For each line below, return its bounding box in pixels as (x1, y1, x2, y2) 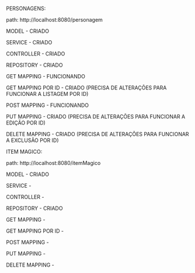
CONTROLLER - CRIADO (6, 50, 65, 57)
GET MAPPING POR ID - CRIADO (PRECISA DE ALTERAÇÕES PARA (6, 84, 167, 91)
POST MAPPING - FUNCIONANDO (6, 102, 89, 109)
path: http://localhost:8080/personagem (6, 16, 103, 23)
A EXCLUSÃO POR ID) (6, 137, 60, 144)
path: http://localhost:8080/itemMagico (6, 160, 101, 166)
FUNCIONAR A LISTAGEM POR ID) (6, 91, 89, 97)
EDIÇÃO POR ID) (6, 119, 46, 126)
